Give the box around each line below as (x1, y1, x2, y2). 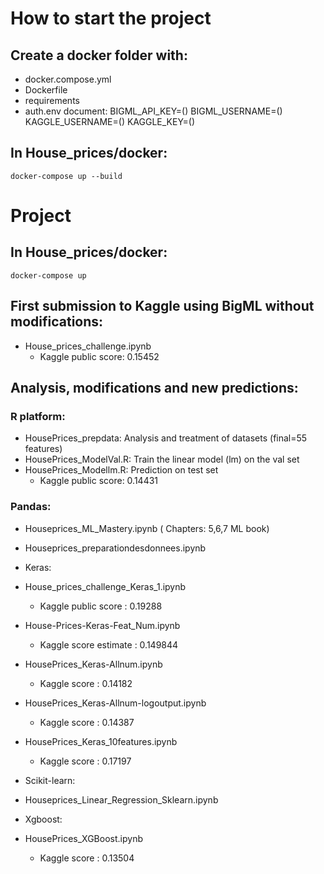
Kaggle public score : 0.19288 (39, 600, 163, 612)
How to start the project (10, 7, 212, 30)
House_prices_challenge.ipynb (24, 340, 152, 352)
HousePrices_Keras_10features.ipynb (24, 735, 178, 747)
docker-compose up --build (10, 171, 123, 181)
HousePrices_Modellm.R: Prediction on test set (24, 464, 219, 476)
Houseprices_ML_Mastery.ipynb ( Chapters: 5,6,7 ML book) (24, 522, 270, 534)
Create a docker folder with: (10, 47, 188, 64)
